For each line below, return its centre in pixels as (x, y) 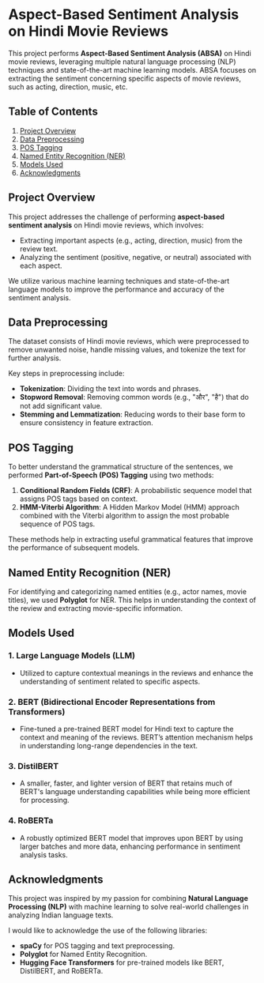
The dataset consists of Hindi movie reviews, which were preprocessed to (129, 341)
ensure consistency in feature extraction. (86, 423)
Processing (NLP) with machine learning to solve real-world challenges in (128, 907)
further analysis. (35, 358)
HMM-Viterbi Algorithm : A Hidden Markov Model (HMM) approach (129, 507)
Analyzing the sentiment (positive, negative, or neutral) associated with (135, 257)
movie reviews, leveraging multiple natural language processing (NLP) (122, 62)
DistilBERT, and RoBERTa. (61, 971)
